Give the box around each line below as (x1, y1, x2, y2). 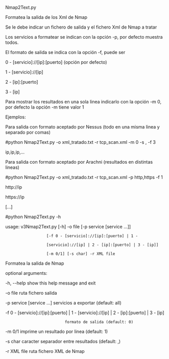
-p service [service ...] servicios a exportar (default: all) (5, 300, 122, 305)
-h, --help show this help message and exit (5, 280, 96, 286)
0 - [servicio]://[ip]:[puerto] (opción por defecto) (5, 59, 107, 65)
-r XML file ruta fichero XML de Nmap (5, 348, 85, 354)
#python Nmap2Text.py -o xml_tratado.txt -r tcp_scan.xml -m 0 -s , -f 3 (5, 139, 156, 145)
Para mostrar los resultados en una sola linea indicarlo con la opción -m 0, (5, 99, 162, 105)
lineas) (5, 164, 19, 170)
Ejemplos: (5, 114, 27, 120)
